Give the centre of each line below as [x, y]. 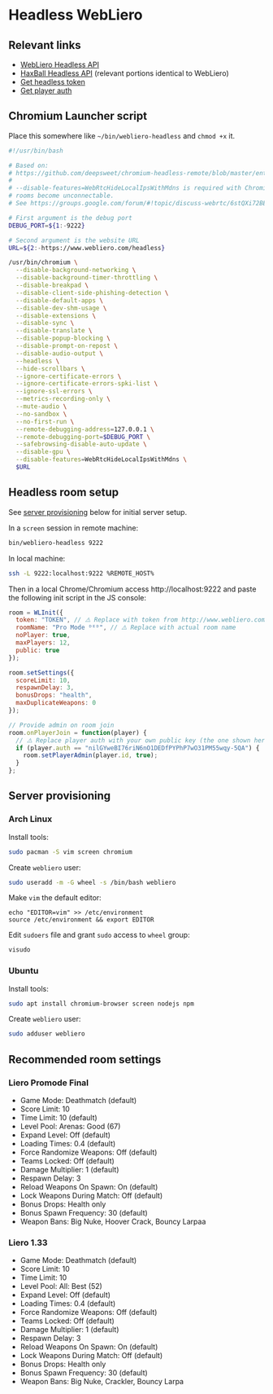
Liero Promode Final [49, 1083]
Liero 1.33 [28, 1242]
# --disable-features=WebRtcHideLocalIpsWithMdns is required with [125, 188]
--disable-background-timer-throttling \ [87, 278]
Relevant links [45, 45]
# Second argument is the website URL [74, 240]
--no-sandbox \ [41, 414]
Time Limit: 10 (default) [58, 1118]
